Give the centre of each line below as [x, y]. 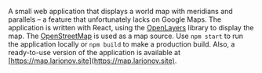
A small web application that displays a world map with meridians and [120, 11]
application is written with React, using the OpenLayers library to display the [131, 28]
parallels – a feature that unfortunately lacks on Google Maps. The [115, 19]
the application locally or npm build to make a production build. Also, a [122, 44]
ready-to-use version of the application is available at [95, 52]
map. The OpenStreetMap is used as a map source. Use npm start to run [126, 36]
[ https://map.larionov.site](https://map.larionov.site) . [93, 61]
